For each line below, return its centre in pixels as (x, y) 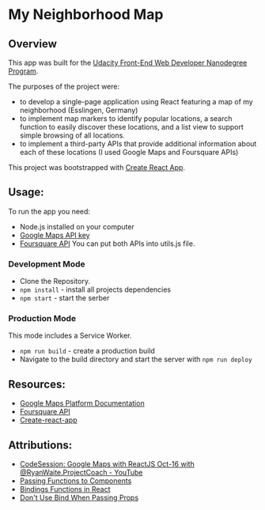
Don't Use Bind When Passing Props (79, 498)
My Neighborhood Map (86, 15)
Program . (23, 71)
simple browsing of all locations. (72, 135)
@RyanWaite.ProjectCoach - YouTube (81, 473)
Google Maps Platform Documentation (82, 403)
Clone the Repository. (55, 281)
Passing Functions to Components (76, 481)
